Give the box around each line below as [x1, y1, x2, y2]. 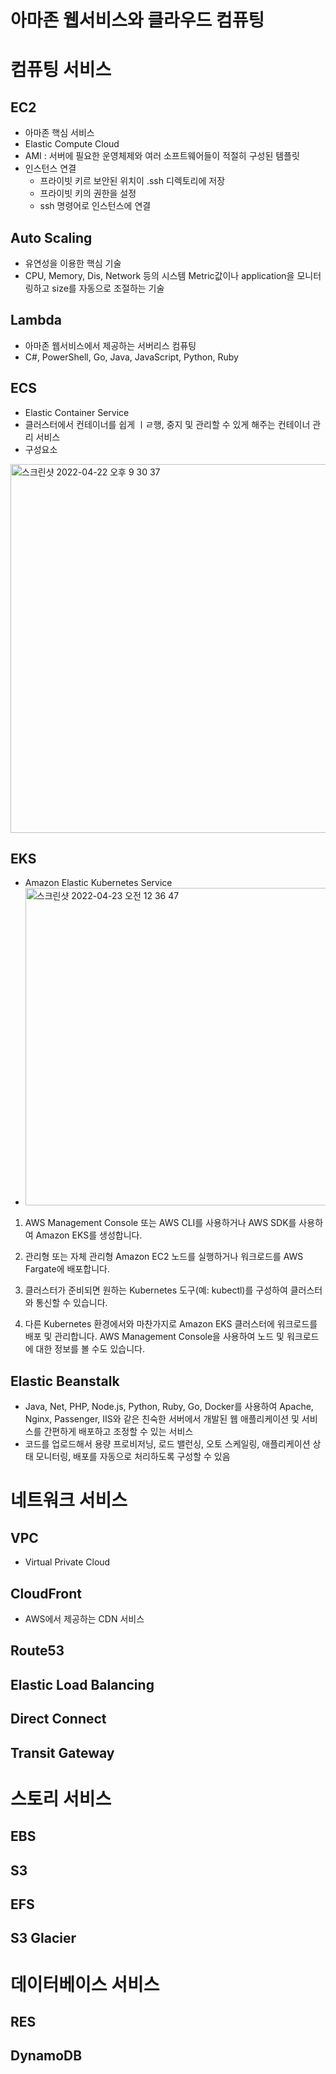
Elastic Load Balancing [10, 1676, 155, 1693]
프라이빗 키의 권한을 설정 [39, 187, 137, 200]
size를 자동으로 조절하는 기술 [51, 282, 165, 294]
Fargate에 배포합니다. [24, 1263, 110, 1275]
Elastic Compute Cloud [24, 138, 120, 150]
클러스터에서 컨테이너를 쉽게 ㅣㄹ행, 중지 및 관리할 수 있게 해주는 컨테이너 [24, 418, 311, 430]
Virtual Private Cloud [24, 1556, 111, 1568]
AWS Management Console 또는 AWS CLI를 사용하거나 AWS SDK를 [24, 1217, 297, 1229]
